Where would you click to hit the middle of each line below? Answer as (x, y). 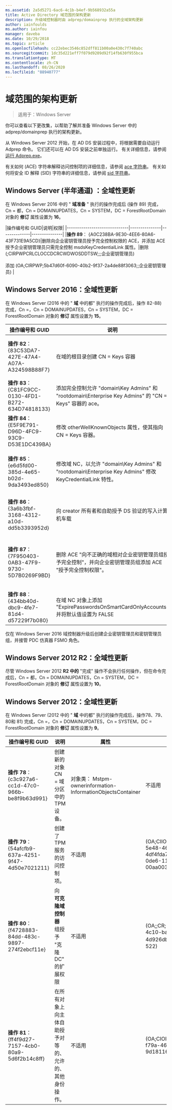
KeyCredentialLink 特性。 (86, 479)
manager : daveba (23, 34)
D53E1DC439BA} (29, 444)
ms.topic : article (25, 44)
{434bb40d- (24, 601)
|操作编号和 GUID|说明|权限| (35, 228)
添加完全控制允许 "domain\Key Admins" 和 (107, 388)
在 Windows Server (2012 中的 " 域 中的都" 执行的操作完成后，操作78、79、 (85, 715)
